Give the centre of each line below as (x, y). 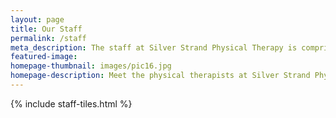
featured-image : (44, 57)
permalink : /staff (48, 38)
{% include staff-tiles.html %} (71, 103)
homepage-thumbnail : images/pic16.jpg (91, 66)
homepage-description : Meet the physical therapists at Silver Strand (160, 76)
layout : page (37, 19)
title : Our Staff (46, 29)
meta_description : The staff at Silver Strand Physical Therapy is (154, 47)
